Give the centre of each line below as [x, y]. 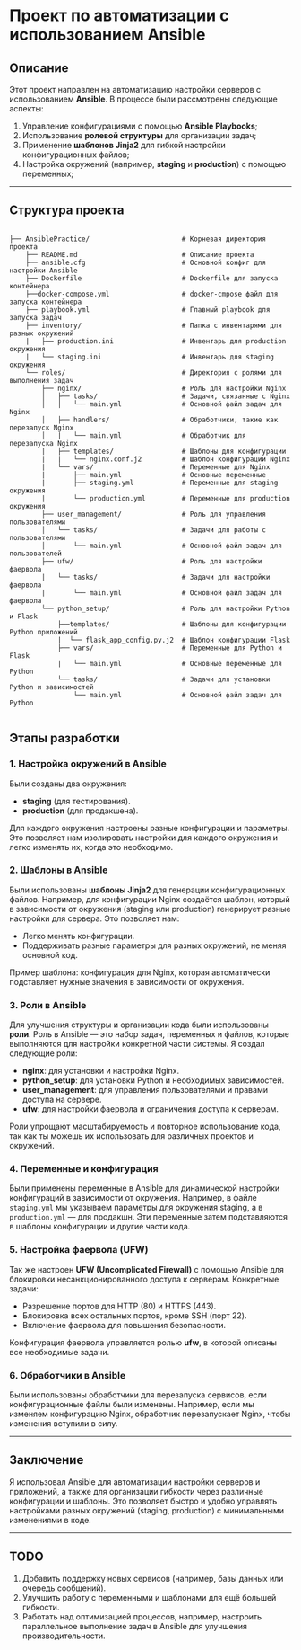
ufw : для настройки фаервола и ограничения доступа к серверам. [150, 1109]
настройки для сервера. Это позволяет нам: [95, 918]
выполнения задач [42, 380]
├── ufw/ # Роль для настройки [152, 561]
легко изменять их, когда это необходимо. [91, 847]
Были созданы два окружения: [68, 784]
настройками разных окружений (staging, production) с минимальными [147, 1510]
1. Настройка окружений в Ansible [88, 764]
